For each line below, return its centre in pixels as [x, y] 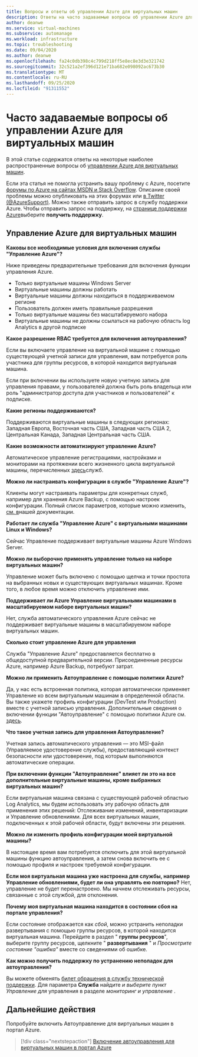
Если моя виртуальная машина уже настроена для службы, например [98, 876]
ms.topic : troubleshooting [39, 45]
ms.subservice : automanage [39, 34]
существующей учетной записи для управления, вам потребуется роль [97, 356]
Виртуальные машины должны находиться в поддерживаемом [95, 296]
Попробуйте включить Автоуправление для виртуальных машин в [90, 1024]
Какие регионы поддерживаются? [51, 410]
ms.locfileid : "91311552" [38, 89]
